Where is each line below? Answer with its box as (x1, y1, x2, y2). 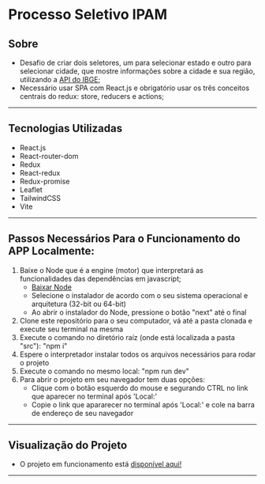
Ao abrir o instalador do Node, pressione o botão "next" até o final (31, 307, 247, 317)
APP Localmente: (8, 244, 95, 258)
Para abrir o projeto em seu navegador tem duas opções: (19, 374, 206, 384)
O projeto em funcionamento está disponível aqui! (19, 459, 182, 469)
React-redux (19, 168, 61, 177)
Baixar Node (31, 282, 73, 292)
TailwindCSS (19, 193, 62, 202)
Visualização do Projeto (8, 439, 128, 452)
